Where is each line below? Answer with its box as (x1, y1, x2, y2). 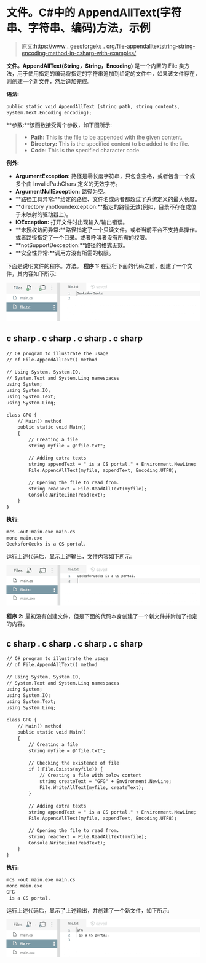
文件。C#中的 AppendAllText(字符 (6, 6, 182, 20)
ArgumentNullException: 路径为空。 (15, 187, 109, 195)
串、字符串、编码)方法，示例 (6, 21, 151, 35)
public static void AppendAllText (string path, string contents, (6, 103, 180, 109)
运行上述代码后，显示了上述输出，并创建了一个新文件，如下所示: (6, 907, 170, 914)
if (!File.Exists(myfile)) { (28, 766, 103, 772)
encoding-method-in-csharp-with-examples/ (21, 49, 137, 57)
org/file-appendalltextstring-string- (106, 42, 196, 50)
